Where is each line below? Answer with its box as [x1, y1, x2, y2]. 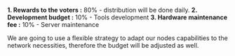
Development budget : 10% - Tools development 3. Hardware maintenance [7, 13, 228, 21]
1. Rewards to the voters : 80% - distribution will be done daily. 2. [7, 6, 198, 14]
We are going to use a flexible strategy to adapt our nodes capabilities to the [7, 34, 228, 42]
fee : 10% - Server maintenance [7, 21, 100, 28]
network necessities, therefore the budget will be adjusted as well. [7, 41, 199, 49]
